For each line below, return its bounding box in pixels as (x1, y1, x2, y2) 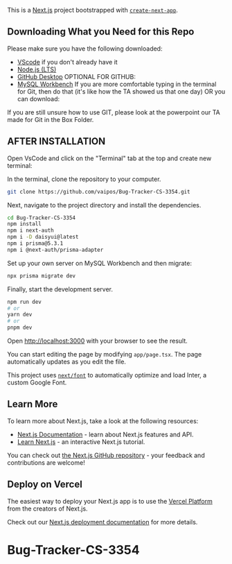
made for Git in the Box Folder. (7, 115, 94, 123)
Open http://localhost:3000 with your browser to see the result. (7, 336, 188, 345)
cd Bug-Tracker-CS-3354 (7, 214, 76, 221)
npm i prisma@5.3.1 (7, 240, 64, 247)
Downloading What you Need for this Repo (7, 26, 195, 37)
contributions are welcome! (7, 458, 85, 467)
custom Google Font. (7, 378, 67, 386)
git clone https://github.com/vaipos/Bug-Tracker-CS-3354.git (7, 188, 190, 195)
